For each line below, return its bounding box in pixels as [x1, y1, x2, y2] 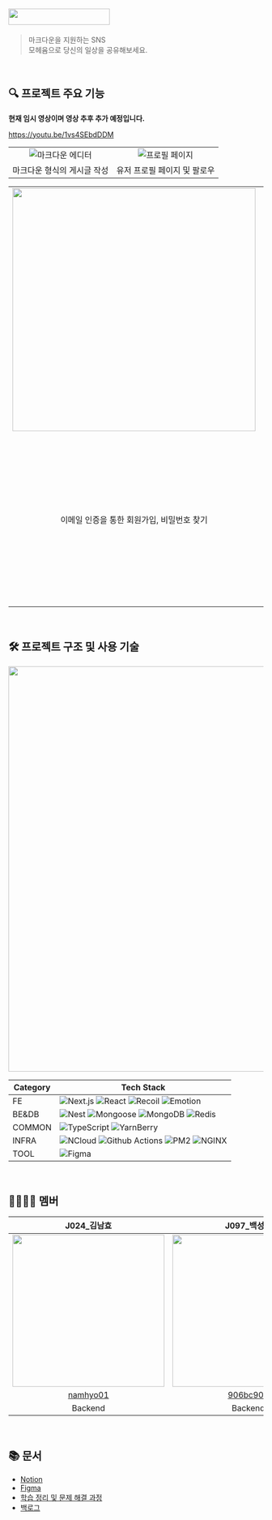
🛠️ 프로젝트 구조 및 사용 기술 [8, 640, 140, 654]
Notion [19, 1475, 43, 1484]
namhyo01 [67, 1389, 109, 1401]
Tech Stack [121, 1081, 166, 1093]
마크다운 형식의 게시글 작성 [12, 165, 109, 176]
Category [13, 1081, 51, 1093]
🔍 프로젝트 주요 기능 [8, 87, 105, 101]
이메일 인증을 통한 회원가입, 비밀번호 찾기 [60, 514, 208, 525]
